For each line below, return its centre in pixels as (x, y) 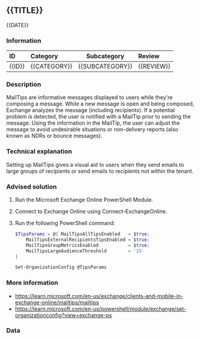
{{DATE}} (17, 25)
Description (24, 84)
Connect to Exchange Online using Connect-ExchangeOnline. (91, 211)
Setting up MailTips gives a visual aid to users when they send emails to (95, 164)
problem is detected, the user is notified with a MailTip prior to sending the (98, 117)
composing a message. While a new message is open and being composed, (100, 104)
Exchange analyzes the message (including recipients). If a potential (91, 110)
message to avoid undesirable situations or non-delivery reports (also (92, 129)
